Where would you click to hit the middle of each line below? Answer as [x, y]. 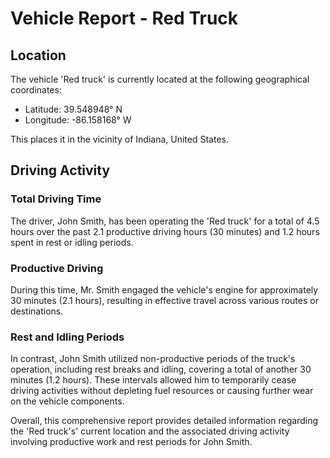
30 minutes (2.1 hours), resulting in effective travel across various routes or [164, 300]
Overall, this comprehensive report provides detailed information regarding [164, 421]
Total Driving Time [56, 199]
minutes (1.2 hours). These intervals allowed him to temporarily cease [153, 380]
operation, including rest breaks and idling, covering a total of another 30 [161, 369]
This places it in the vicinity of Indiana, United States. [119, 139]
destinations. [37, 311]
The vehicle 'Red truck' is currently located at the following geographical [160, 79]
